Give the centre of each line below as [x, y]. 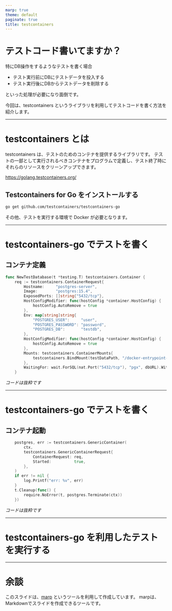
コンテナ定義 [26, 265]
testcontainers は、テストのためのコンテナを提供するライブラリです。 [79, 155]
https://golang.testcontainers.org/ [41, 178]
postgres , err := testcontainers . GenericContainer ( [71, 443]
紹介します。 [19, 112]
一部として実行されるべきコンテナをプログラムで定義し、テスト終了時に [90, 161]
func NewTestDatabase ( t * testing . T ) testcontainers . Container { [75, 277]
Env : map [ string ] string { [50, 315]
